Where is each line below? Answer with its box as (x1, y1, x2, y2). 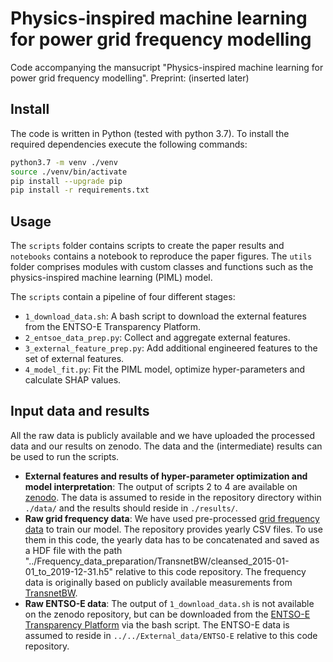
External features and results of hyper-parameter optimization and (24, 470, 308, 482)
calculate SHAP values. (24, 374, 122, 386)
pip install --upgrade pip (10, 176, 123, 186)
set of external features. (24, 353, 125, 365)
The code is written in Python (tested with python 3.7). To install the (10, 127, 290, 139)
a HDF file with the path (24, 544, 123, 556)
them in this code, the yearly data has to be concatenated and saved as (24, 533, 320, 546)
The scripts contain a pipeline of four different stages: (10, 291, 236, 303)
